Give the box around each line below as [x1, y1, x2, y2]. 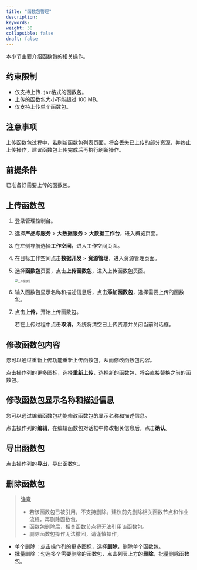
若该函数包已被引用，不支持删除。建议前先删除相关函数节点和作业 [29, 508, 189, 515]
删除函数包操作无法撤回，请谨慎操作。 [29, 530, 122, 537]
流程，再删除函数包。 [29, 515, 81, 522]
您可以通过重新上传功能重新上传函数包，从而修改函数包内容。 [6, 356, 155, 364]
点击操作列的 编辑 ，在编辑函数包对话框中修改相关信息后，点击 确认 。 [6, 424, 171, 431]
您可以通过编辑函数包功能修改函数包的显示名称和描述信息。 [6, 412, 150, 419]
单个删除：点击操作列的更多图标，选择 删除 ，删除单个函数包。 [14, 542, 164, 550]
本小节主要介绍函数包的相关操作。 [6, 53, 89, 59]
